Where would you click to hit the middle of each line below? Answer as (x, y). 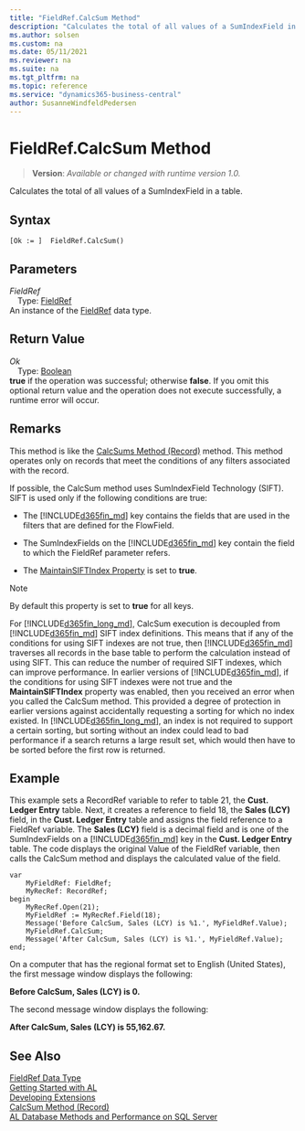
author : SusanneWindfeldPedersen (73, 103)
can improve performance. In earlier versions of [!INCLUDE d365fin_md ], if (149, 672)
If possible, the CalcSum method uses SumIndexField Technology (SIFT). (147, 488)
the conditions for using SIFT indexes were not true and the (121, 681)
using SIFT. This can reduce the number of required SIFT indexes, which (146, 662)
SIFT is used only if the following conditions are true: (109, 497)
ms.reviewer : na (40, 60)
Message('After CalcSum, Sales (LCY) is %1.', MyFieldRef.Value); (155, 939)
